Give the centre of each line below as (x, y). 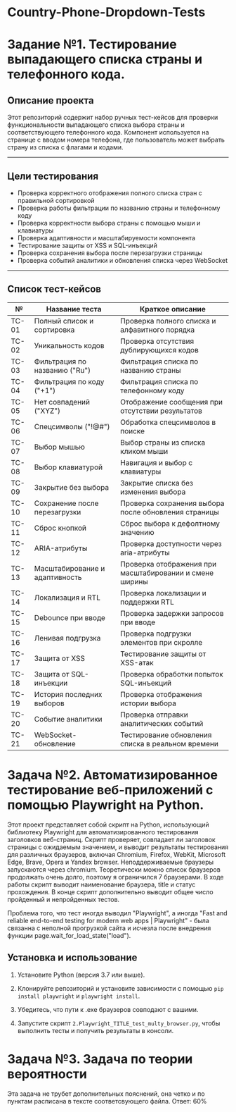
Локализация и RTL (67, 598)
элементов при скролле (161, 642)
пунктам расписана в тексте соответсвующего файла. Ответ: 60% (107, 1101)
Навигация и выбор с (157, 462)
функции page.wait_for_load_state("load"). (69, 935)
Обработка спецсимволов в (168, 422)
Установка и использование (72, 958)
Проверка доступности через (171, 543)
